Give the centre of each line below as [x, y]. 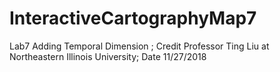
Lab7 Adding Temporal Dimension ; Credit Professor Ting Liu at [139, 46]
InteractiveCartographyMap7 [133, 18]
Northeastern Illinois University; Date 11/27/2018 [108, 56]
